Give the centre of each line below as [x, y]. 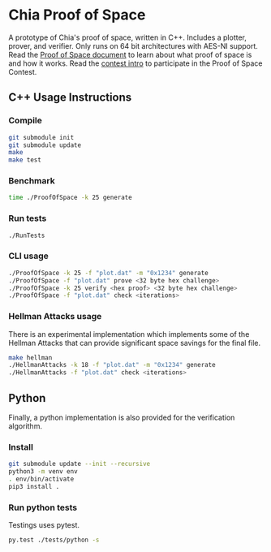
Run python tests [43, 507]
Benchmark [32, 181]
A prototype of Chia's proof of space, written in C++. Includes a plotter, [128, 37]
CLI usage [28, 256]
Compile [25, 121]
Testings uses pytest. [44, 525]
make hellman [30, 358]
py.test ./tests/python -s [54, 540]
